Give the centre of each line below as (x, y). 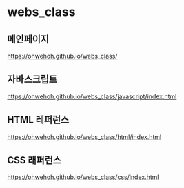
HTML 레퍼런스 (38, 120)
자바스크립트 (32, 80)
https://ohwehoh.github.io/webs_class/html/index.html (84, 137)
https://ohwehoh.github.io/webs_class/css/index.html (83, 177)
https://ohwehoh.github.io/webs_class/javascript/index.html (92, 96)
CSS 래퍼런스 (34, 160)
